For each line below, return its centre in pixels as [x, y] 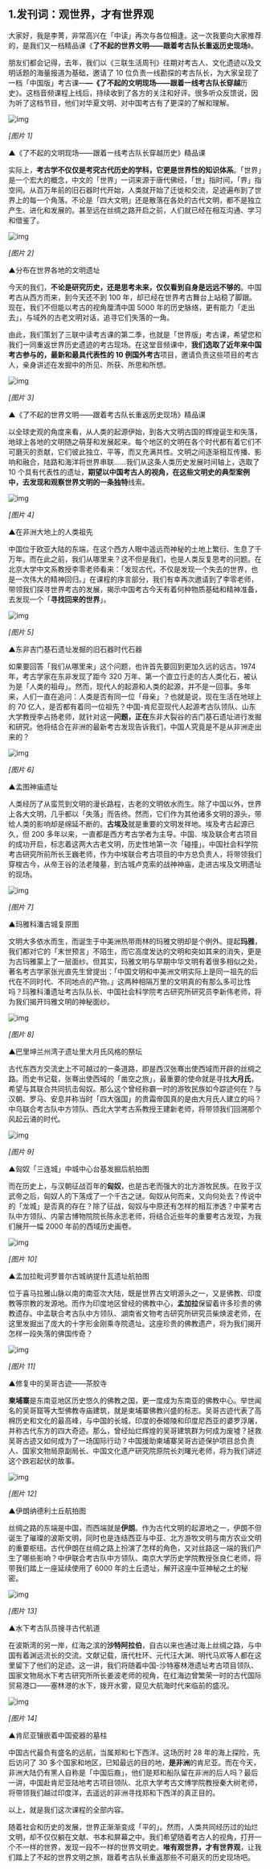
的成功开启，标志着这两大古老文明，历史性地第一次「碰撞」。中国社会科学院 [133, 843]
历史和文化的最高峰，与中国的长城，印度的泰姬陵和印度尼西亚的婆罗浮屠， [138, 1420]
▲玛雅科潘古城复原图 [44, 924]
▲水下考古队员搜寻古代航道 [54, 1628]
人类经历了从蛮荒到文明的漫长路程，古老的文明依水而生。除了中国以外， [128, 803]
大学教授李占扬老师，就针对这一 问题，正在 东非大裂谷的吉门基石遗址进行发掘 [135, 716]
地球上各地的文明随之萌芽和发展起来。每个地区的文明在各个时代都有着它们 [131, 441]
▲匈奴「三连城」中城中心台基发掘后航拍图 [79, 1169]
